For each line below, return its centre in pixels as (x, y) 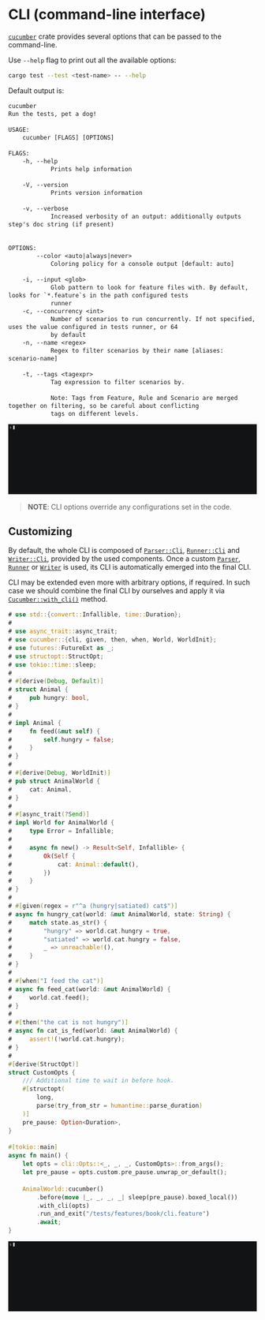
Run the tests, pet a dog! (52, 114)
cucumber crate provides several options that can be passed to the (115, 36)
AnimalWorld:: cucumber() (63, 1189)
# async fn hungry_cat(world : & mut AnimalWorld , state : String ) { (119, 914)
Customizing (40, 531)
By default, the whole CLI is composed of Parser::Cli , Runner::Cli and (124, 551)
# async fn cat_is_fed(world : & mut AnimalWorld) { (93, 1031)
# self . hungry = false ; (61, 739)
